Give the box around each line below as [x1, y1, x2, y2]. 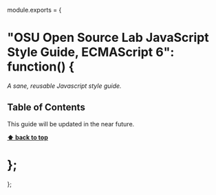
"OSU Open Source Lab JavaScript [7, 30, 209, 45]
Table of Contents [7, 102, 86, 113]
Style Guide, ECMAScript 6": [7, 45, 175, 60]
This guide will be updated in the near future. [7, 119, 135, 128]
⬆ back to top [7, 133, 48, 141]
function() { [7, 59, 74, 75]
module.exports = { [7, 6, 62, 14]
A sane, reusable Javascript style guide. [7, 82, 122, 90]
